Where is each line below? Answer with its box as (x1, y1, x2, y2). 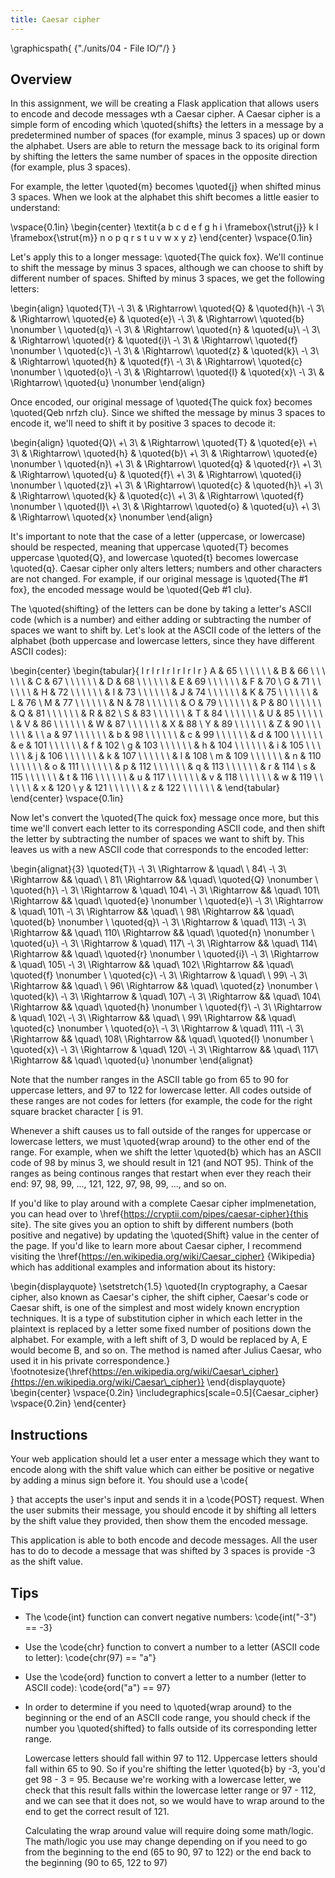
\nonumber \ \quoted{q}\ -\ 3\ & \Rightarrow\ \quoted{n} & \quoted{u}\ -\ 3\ (10, 324, 321, 336)
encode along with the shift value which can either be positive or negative (10, 1464, 315, 1476)
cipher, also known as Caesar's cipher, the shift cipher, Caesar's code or (10, 1291, 309, 1303)
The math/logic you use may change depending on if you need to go (24, 1836, 308, 1848)
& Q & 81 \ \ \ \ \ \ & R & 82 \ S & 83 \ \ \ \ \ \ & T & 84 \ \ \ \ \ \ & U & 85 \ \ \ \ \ (10, 707, 323, 720)
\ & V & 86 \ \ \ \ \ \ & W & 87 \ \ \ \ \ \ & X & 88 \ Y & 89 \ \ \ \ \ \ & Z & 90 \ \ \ (10, 718, 322, 730)
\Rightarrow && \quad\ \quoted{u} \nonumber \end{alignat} (10, 1054, 254, 1066)
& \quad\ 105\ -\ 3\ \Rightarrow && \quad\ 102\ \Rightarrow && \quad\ (10, 959, 294, 971)
